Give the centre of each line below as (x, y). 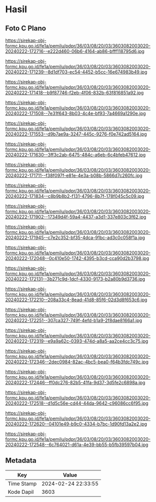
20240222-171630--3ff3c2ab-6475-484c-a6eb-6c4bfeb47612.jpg (75, 155)
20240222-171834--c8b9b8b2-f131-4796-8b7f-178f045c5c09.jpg (75, 196)
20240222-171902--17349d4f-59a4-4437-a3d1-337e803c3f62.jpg (76, 217)
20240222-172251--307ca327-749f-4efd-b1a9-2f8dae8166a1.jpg (74, 320)
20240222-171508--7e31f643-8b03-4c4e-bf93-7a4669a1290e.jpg (76, 113)
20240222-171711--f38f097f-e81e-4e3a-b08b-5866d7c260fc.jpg (74, 175)
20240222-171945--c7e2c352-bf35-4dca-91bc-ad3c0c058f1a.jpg (75, 237)
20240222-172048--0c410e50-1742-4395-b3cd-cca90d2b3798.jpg (77, 258)
